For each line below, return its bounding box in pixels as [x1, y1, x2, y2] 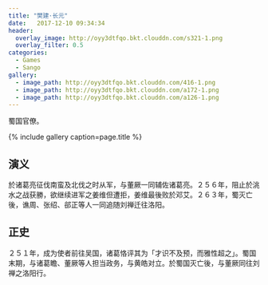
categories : [8, 49, 48, 57]
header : [8, 26, 34, 34]
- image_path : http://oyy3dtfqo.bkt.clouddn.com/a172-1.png [15, 85, 219, 94]
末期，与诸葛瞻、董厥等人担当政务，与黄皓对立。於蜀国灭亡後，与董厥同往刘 [8, 258, 260, 267]
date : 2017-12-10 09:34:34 [8, 19, 105, 27]
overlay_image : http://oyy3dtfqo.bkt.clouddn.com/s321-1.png [15, 34, 223, 42]
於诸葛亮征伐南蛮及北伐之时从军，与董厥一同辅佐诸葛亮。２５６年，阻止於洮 [8, 180, 260, 190]
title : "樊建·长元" [8, 11, 69, 20]
